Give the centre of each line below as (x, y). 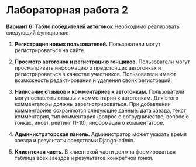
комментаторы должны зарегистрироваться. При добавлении (92, 104)
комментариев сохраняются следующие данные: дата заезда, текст (100, 110)
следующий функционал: (37, 32)
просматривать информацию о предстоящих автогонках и (88, 67)
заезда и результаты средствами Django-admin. (75, 140)
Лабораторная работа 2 (67, 10)
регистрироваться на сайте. (50, 50)
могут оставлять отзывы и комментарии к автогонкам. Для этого (97, 98)
